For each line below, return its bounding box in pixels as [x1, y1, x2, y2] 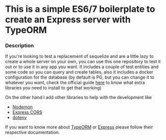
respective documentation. [5, 130, 60, 136]
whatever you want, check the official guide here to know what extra [5, 80, 145, 86]
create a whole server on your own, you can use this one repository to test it [5, 58, 161, 65]
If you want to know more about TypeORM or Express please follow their [5, 124, 153, 130]
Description [5, 42, 34, 49]
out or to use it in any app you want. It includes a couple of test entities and [5, 64, 159, 70]
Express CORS [12, 109, 43, 115]
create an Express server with [5, 14, 131, 25]
